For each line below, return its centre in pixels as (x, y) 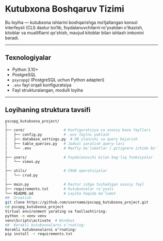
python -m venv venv (26, 216)
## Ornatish (18, 198)
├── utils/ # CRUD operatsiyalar (56, 171)
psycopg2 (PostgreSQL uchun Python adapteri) (58, 80)
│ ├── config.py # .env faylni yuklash (57, 135)
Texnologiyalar (28, 58)
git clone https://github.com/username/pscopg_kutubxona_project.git (77, 203)
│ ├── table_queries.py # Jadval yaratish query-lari (65, 144)
